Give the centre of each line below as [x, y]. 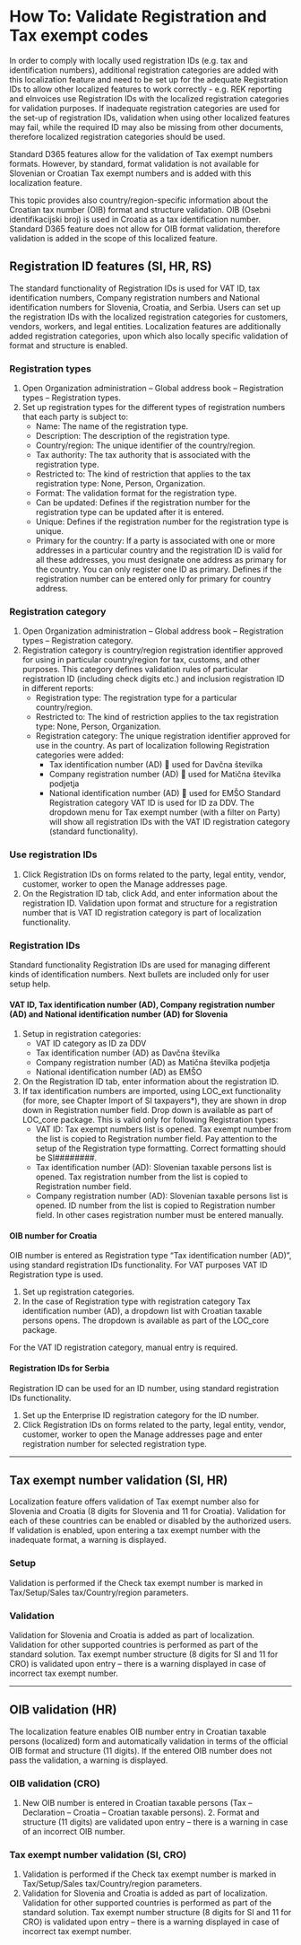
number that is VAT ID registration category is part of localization [142, 912]
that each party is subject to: [75, 417]
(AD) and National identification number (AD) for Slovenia [119, 1014]
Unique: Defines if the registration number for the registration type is [162, 521]
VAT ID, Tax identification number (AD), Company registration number [142, 1004]
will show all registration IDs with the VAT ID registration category [170, 822]
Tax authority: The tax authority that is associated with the [143, 455]
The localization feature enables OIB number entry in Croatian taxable [138, 1731]
